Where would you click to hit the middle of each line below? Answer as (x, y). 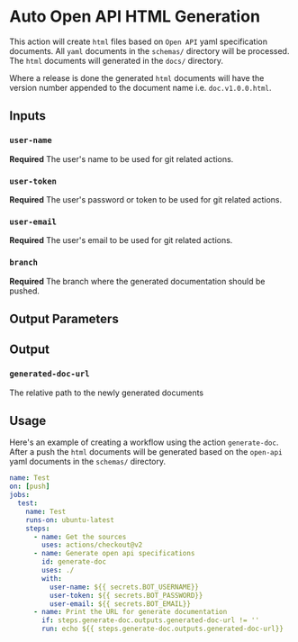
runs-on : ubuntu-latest (70, 520)
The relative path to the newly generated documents (107, 393)
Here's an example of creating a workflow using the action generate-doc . (144, 442)
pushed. (25, 291)
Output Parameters (64, 318)
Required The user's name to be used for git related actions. (122, 158)
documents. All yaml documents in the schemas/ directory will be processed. (149, 50)
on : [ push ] (30, 487)
